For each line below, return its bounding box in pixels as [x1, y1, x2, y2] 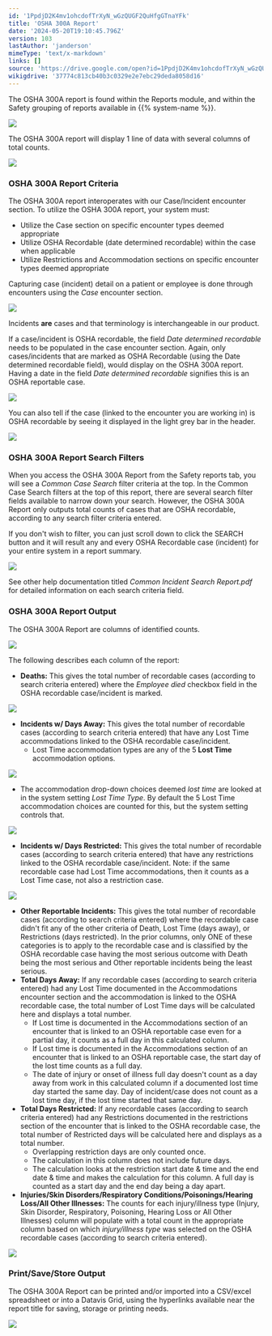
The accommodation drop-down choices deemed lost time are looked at [19, 784, 261, 794]
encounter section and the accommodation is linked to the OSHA [19, 992, 237, 1002]
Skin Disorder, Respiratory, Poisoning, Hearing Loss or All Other [19, 1207, 232, 1216]
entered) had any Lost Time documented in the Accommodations [19, 983, 238, 993]
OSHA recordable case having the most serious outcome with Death [19, 948, 249, 959]
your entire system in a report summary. [8, 546, 142, 556]
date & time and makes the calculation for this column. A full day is [32, 1173, 255, 1182]
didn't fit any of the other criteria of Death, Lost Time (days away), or [19, 923, 250, 933]
